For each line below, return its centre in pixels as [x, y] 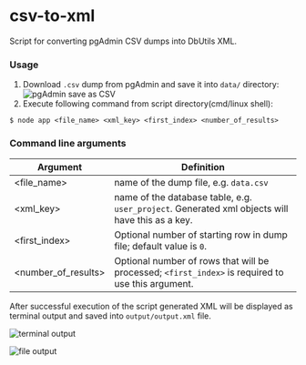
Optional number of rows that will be [191, 260]
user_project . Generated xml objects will [201, 208]
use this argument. [153, 283]
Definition [203, 167]
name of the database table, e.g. [183, 197]
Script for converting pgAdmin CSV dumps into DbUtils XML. [123, 41]
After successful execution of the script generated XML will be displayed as [151, 306]
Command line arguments [68, 144]
